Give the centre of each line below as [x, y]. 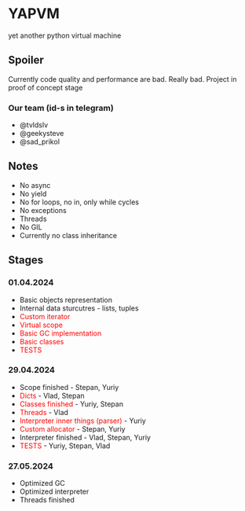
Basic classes [42, 341]
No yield [33, 193]
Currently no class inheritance [68, 235]
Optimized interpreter [54, 491]
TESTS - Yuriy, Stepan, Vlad [65, 446]
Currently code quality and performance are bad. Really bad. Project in [122, 79]
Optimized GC [42, 483]
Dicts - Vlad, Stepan [52, 395]
